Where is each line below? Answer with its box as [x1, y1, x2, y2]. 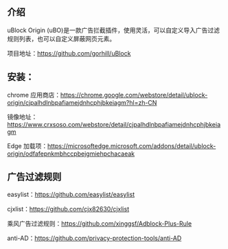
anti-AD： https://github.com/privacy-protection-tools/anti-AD [7, 234, 182, 242]
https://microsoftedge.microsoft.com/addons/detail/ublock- [47, 141, 216, 150]
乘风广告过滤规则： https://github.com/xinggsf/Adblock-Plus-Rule [7, 220, 192, 228]
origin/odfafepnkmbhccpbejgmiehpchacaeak [7, 150, 135, 158]
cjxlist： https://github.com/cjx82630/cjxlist [7, 205, 129, 213]
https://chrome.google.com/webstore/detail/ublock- [60, 91, 208, 99]
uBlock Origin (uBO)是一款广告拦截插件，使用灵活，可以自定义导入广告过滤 [7, 26, 220, 34]
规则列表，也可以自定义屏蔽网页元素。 [7, 34, 115, 43]
